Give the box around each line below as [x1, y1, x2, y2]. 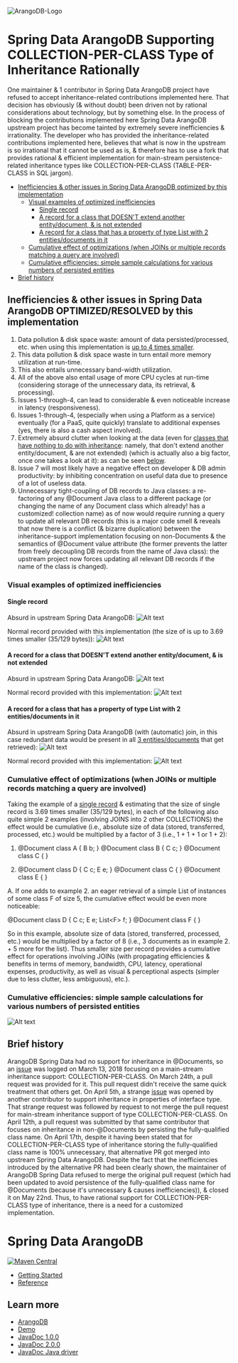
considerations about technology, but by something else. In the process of [7, 108, 225, 117]
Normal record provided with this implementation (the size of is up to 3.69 [7, 627, 224, 635]
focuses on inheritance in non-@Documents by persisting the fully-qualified [7, 1125, 229, 1134]
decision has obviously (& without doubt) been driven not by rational [7, 100, 207, 109]
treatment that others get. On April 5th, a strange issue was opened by [7, 1087, 214, 1096]
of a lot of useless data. [17, 479, 87, 487]
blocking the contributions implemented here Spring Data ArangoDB [7, 115, 207, 124]
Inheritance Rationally [7, 62, 140, 78]
